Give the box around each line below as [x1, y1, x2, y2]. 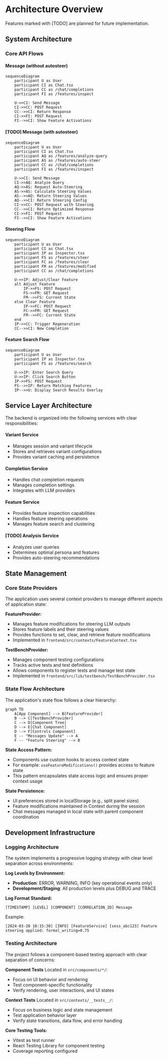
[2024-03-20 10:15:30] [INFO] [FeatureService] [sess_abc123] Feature [5, 924, 157, 929]
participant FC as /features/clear [14, 259, 90, 264]
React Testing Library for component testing [12, 1042, 105, 1048]
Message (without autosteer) [5, 62, 68, 69]
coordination [12, 813, 39, 820]
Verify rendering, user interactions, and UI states [12, 987, 114, 993]
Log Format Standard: [5, 895, 52, 902]
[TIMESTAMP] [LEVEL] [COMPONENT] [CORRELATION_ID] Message [5, 905, 133, 910]
